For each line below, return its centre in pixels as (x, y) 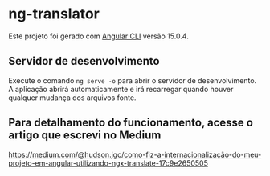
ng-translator (54, 14)
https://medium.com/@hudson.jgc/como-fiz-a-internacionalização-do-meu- (135, 154)
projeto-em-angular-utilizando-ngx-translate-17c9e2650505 (108, 163)
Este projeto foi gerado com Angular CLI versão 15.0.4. (98, 36)
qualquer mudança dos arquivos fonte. (72, 98)
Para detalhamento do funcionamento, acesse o (131, 123)
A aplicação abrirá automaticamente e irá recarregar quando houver (121, 89)
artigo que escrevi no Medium (85, 136)
